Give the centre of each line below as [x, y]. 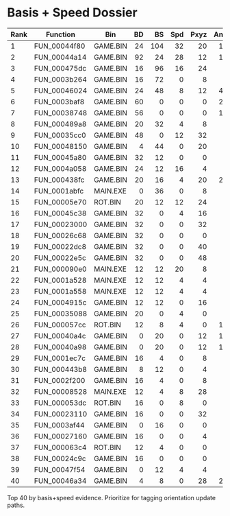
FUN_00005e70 [60, 202]
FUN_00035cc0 [60, 135]
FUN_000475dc [60, 68]
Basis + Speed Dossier [73, 13]
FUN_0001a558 [60, 291]
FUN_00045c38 [60, 213]
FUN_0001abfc [59, 191]
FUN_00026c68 [60, 235]
